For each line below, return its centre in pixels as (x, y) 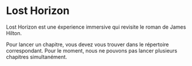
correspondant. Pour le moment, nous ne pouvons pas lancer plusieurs (92, 50)
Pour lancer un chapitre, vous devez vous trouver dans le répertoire (88, 44)
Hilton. (14, 33)
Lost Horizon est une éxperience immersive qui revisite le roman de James (96, 27)
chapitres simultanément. (37, 57)
